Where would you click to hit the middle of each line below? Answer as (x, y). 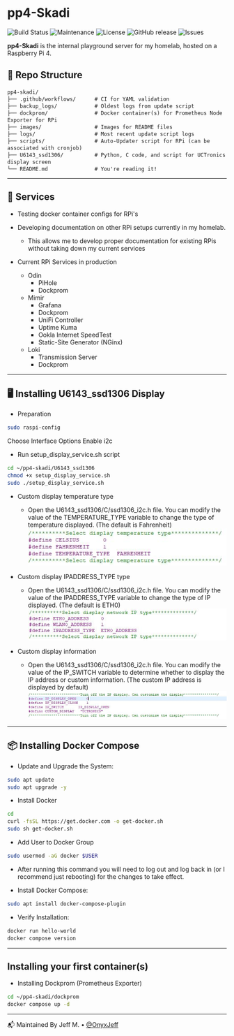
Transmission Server (68, 357)
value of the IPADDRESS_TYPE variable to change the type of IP (119, 597)
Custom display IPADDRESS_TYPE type (73, 576)
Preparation (34, 414)
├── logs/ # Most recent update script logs (101, 134)
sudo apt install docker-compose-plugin (67, 904)
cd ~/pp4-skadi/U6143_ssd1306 (51, 468)
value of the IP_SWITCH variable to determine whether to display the (126, 673)
